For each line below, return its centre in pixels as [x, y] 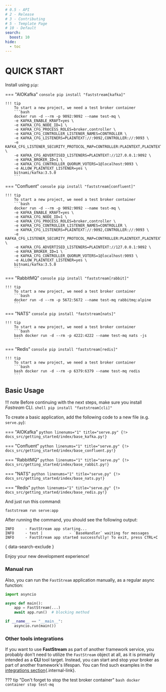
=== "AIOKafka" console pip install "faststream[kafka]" [65, 94]
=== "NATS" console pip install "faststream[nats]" [61, 313]
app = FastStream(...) [37, 608]
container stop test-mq [30, 685]
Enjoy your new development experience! [47, 556]
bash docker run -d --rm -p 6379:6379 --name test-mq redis [77, 371]
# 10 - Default [21, 28]
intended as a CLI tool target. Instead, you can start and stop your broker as [82, 660]
